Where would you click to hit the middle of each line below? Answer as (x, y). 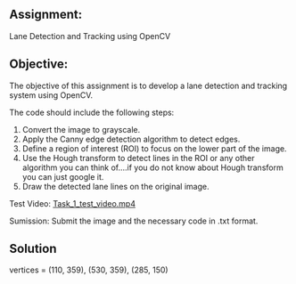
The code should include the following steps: (92, 112)
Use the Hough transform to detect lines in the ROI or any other (138, 158)
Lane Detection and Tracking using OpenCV (90, 36)
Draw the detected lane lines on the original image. (115, 186)
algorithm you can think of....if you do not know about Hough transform (152, 167)
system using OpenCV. (51, 95)
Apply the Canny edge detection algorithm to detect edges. (131, 139)
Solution (33, 249)
